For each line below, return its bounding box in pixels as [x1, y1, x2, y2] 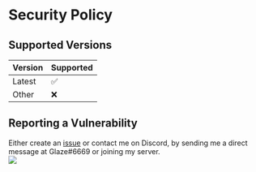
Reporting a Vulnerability [8, 116, 138, 131]
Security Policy [8, 6, 113, 24]
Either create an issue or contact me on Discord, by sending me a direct [8, 138, 249, 148]
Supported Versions [8, 38, 112, 52]
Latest [12, 75, 36, 87]
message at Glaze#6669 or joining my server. [8, 146, 160, 156]
